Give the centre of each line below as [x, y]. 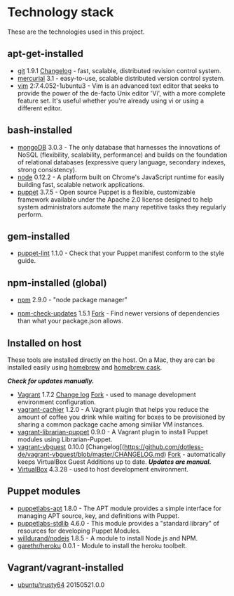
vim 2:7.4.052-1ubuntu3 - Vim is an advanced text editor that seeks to [118, 86]
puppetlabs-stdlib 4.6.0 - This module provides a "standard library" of [118, 523]
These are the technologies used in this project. [76, 32]
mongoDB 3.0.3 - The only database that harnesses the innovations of [119, 147]
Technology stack [61, 12]
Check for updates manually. [51, 381]
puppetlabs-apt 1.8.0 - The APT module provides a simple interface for [119, 508]
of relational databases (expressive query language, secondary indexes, [122, 162]
